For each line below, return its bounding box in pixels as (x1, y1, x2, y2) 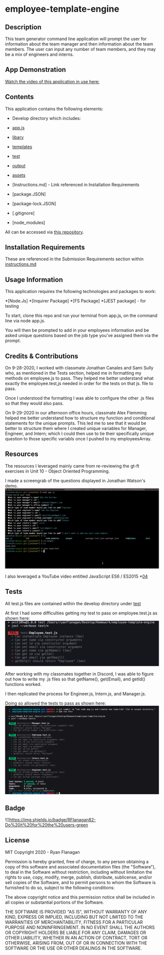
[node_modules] (12, 219, 45, 226)
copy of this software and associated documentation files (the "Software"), (5, 864, 156, 869)
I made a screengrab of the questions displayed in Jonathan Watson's (5, 477, 145, 483)
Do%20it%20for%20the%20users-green (5, 822, 88, 828)
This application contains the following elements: (5, 106, 103, 112)
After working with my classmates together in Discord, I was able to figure (5, 671, 154, 677)
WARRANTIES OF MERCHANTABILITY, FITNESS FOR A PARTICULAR (5, 919, 143, 925)
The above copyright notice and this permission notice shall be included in (5, 894, 155, 900)
